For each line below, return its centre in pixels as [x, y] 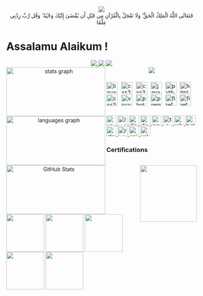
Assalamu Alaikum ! [57, 47]
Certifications [127, 150]
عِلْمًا [101, 22]
